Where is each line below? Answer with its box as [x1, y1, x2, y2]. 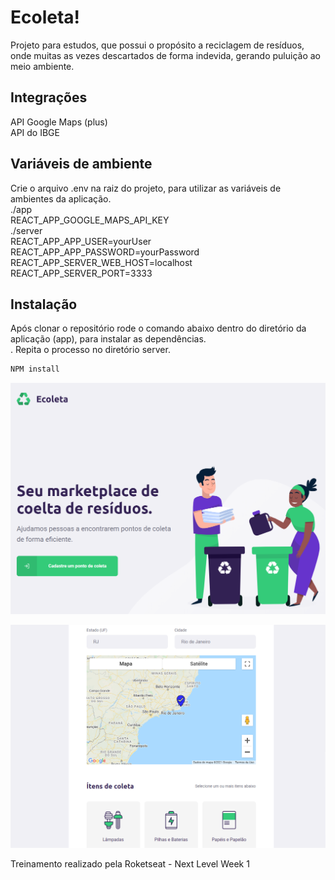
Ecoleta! [10, 6, 81, 29]
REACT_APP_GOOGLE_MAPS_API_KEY [10, 214, 170, 226]
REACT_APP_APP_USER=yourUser [10, 235, 152, 247]
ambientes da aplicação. [10, 192, 112, 205]
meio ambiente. [10, 60, 75, 72]
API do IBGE [10, 126, 60, 138]
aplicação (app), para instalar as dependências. [10, 333, 207, 345]
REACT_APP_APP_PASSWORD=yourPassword [10, 246, 200, 258]
